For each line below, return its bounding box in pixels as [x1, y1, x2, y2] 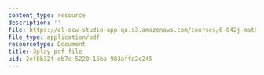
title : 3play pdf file [8, 48, 82, 55]
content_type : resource [8, 11, 86, 20]
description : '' [8, 19, 61, 27]
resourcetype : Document [8, 41, 86, 48]
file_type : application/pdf [8, 33, 101, 41]
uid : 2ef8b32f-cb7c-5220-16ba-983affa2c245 [8, 55, 153, 63]
